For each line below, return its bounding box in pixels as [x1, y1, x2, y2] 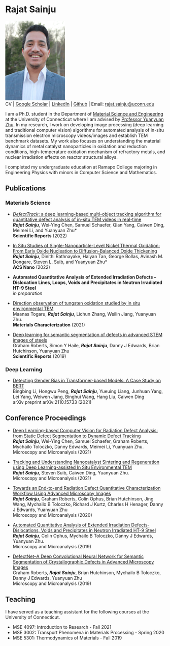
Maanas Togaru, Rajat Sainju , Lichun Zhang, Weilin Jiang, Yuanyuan [12, 311, 156, 317]
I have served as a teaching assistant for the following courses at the [5, 608, 149, 614]
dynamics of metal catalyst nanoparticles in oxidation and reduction [5, 143, 147, 149]
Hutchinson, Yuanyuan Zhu [12, 348, 70, 354]
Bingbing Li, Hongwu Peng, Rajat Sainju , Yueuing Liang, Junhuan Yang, [12, 388, 163, 394]
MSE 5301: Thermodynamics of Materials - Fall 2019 [12, 635, 122, 641]
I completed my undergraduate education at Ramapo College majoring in [5, 164, 157, 170]
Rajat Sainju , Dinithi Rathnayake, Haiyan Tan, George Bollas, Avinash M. [12, 253, 164, 259]
